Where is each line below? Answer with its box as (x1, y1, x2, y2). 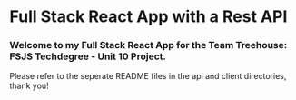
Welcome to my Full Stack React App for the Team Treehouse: (9, 39, 288, 52)
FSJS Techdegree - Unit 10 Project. (9, 50, 166, 63)
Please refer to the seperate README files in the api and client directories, (9, 71, 287, 82)
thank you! (9, 80, 49, 92)
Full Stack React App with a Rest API (9, 6, 288, 27)
